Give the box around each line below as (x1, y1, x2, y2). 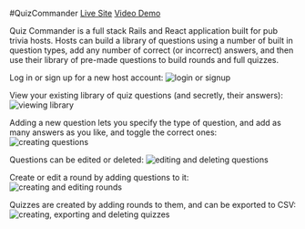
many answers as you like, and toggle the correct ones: (9, 127, 218, 138)
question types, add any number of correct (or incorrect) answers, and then (9, 45, 294, 56)
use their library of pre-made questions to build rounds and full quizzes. (9, 55, 280, 65)
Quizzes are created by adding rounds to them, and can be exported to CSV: (9, 200, 297, 210)
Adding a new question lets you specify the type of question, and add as (9, 118, 282, 128)
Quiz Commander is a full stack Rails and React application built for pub (9, 26, 279, 36)
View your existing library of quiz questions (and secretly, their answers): (9, 90, 284, 100)
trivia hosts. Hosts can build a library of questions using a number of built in (9, 36, 294, 46)
